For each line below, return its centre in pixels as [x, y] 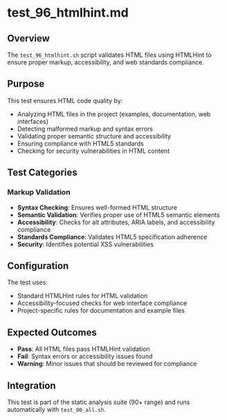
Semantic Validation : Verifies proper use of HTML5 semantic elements [118, 214]
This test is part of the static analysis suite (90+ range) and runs [99, 402]
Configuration [38, 265]
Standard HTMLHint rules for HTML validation [82, 296]
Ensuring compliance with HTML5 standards [80, 143]
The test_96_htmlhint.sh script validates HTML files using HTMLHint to [110, 55]
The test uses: [28, 282]
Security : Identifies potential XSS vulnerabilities [85, 244]
